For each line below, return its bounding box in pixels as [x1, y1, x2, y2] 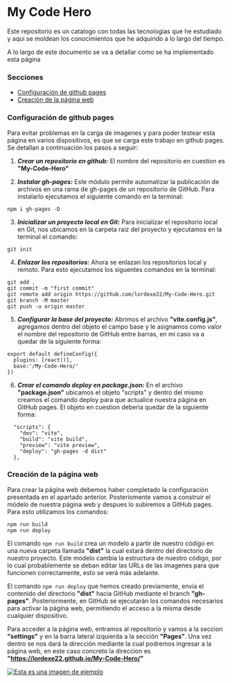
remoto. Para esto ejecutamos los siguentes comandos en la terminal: [17, 265, 217, 273]
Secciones [7, 72, 44, 82]
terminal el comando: [17, 233, 78, 241]
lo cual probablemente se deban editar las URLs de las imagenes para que [7, 561, 220, 570]
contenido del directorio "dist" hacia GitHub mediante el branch [7, 589, 190, 597]
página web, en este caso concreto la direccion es [7, 646, 151, 655]
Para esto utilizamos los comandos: [7, 507, 109, 516]
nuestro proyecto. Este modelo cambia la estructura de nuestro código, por [7, 554, 222, 562]
